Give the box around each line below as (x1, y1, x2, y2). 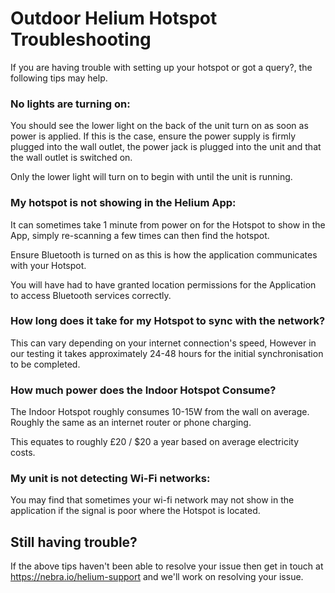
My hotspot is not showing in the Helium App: (10, 196, 237, 210)
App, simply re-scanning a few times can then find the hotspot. (10, 229, 270, 241)
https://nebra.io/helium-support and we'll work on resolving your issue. (10, 571, 304, 583)
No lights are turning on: (10, 97, 131, 111)
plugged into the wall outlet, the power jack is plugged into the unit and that (10, 141, 322, 153)
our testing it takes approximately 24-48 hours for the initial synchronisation (10, 347, 324, 359)
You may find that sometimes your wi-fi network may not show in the (10, 494, 295, 506)
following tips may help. (10, 72, 108, 84)
